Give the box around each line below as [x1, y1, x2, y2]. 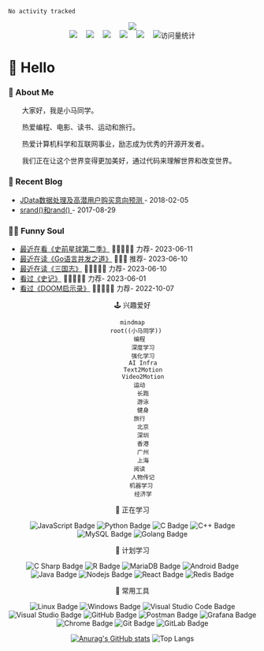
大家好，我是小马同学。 [22, 106, 99, 115]
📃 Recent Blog [8, 176, 63, 187]
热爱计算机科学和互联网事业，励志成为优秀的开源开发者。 [22, 139, 209, 149]
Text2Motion [123, 365, 163, 374]
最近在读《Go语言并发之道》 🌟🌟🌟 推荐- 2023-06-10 [19, 253, 188, 264]
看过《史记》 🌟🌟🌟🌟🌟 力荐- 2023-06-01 [19, 273, 147, 283]
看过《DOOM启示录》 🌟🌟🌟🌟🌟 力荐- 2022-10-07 [19, 283, 175, 293]
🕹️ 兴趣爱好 [113, 300, 151, 309]
